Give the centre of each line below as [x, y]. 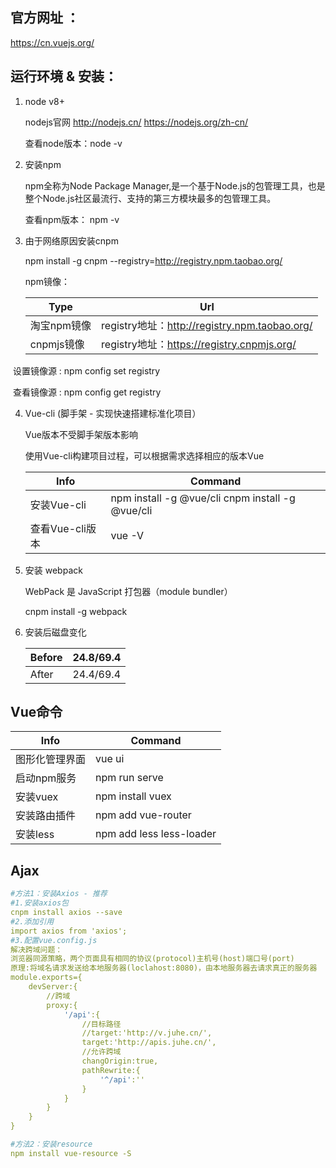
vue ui [110, 759]
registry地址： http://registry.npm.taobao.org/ [207, 325]
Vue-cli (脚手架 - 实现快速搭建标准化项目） [113, 413]
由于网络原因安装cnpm [71, 240]
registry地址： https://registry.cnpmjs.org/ [199, 344]
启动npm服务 [46, 778]
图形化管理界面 [51, 760]
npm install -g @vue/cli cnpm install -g [203, 498]
